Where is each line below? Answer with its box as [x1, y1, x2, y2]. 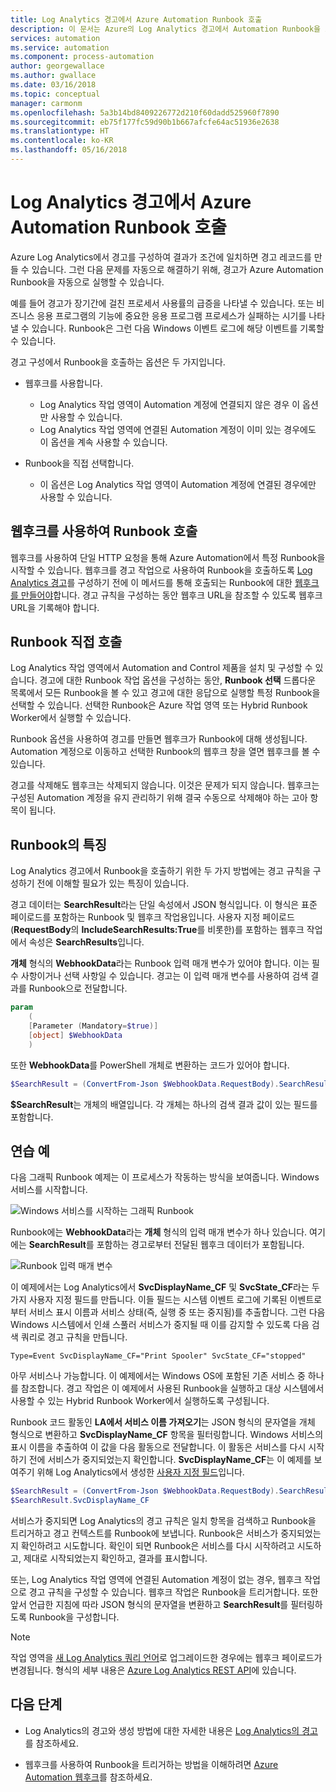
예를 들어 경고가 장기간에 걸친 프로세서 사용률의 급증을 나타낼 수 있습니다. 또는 [10, 297, 315, 309]
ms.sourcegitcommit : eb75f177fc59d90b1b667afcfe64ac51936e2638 [10, 117, 280, 127]
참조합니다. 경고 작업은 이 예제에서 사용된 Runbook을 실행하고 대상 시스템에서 [20, 1382, 325, 1395]
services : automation [10, 33, 101, 43]
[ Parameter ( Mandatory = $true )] [28, 1021, 159, 1031]
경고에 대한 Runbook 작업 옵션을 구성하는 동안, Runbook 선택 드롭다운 [39, 674, 317, 686]
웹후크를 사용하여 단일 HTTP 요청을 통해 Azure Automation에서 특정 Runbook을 [10, 551, 326, 563]
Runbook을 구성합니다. [28, 1611, 120, 1623]
